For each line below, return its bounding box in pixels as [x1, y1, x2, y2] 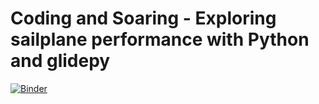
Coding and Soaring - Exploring [10, 7, 277, 30]
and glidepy [10, 50, 111, 72]
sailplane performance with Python [10, 28, 310, 51]
